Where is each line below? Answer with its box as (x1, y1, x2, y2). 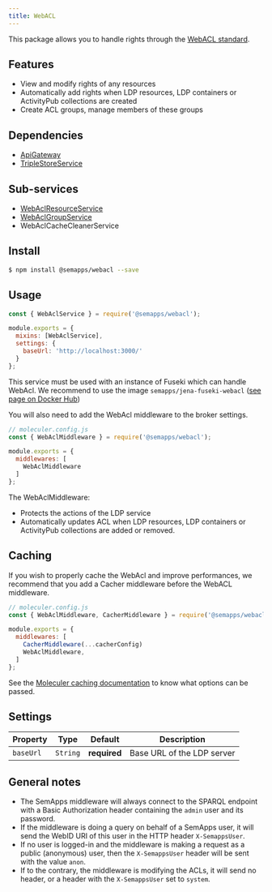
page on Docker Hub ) (8, 394, 81, 404)
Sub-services (8, 182, 79, 195)
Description (159, 734, 206, 745)
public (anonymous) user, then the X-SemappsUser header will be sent (19, 848, 249, 858)
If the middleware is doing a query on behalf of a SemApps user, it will (19, 822, 254, 832)
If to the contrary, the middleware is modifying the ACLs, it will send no (19, 865, 257, 876)
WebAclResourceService (19, 204, 104, 213)
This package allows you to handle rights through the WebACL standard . (8, 34, 250, 44)
